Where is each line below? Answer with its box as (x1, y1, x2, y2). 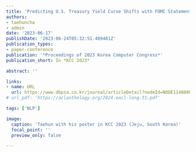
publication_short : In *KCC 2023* (6, 57, 90, 63)
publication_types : (6, 42, 54, 47)
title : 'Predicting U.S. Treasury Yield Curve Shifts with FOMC (6, 8, 166, 15)
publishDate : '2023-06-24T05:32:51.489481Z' (6, 36, 116, 42)
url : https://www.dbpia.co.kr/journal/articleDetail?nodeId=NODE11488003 (11, 89, 194, 95)
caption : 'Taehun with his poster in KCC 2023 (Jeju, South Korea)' (11, 121, 181, 127)
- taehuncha (6, 19, 35, 25)
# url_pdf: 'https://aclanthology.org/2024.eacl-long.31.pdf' (6, 95, 160, 101)
